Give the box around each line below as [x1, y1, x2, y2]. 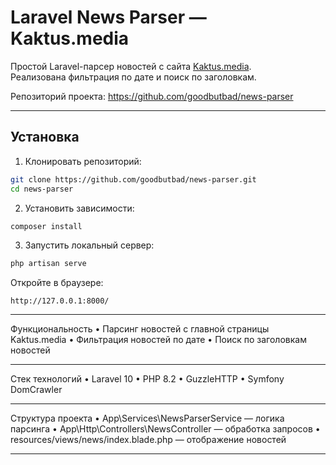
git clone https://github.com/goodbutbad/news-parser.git [10, 174, 257, 185]
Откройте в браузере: [10, 277, 104, 289]
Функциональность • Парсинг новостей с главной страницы [10, 323, 270, 335]
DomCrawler [10, 384, 63, 396]
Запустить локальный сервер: [24, 239, 155, 251]
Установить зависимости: [24, 202, 135, 214]
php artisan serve [10, 259, 87, 269]
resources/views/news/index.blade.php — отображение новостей [10, 434, 287, 446]
